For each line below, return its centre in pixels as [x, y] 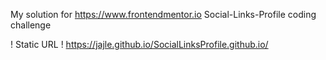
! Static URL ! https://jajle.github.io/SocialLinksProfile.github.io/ [139, 44]
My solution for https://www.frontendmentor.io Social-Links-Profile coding [163, 14]
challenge [31, 25]
